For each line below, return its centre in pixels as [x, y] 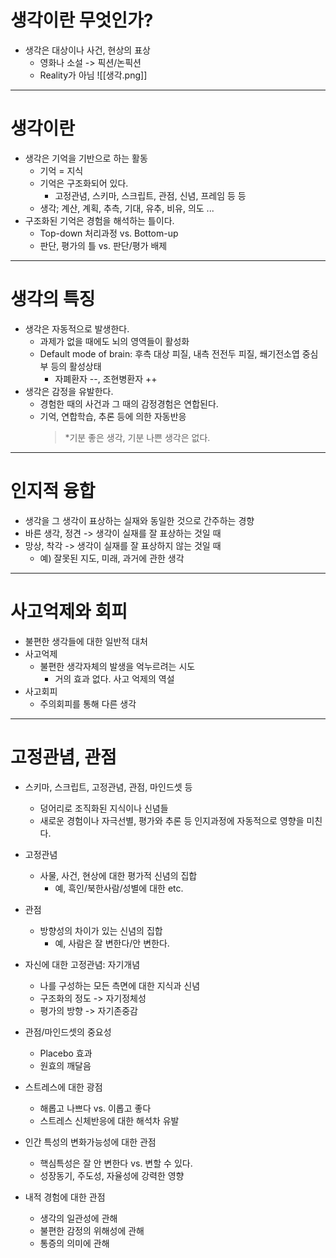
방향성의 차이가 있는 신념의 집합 [101, 930]
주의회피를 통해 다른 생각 [88, 703]
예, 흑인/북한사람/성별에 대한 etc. [119, 888]
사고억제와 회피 [69, 611]
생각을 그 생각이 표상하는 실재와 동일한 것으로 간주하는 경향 [139, 520]
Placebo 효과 [66, 1053]
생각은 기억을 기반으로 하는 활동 [86, 158]
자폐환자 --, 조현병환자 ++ [106, 378]
